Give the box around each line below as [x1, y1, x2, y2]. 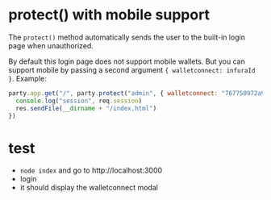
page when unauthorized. [8, 40, 94, 50]
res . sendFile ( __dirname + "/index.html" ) [15, 104, 157, 112]
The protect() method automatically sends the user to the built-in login [8, 32, 246, 42]
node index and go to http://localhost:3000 [19, 165, 163, 175]
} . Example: [8, 73, 47, 83]
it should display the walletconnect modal [19, 183, 159, 193]
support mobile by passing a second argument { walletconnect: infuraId [8, 65, 256, 74]
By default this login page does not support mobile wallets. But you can [8, 56, 246, 66]
